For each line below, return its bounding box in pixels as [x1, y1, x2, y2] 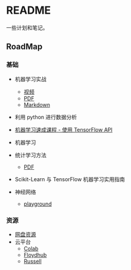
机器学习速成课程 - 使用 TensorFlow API [14, 126, 113, 133]
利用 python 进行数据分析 [14, 113, 77, 120]
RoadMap [6, 42, 43, 52]
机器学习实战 [14, 75, 46, 82]
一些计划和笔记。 [6, 24, 48, 31]
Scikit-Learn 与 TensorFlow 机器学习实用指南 [14, 175, 125, 182]
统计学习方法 [14, 151, 46, 159]
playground [23, 200, 52, 207]
